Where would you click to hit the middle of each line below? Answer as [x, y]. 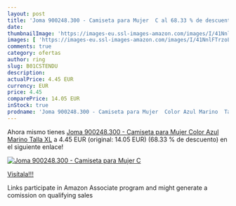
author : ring [26, 60]
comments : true [29, 46]
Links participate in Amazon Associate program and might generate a [107, 188]
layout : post [26, 14]
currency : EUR [28, 86]
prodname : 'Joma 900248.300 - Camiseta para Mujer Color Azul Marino [113, 112]
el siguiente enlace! [35, 147]
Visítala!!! [20, 174]
